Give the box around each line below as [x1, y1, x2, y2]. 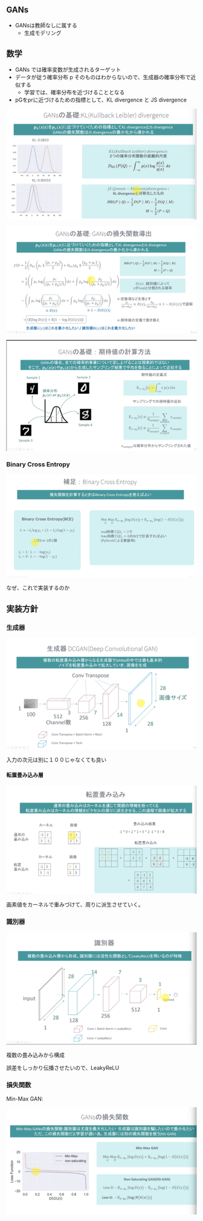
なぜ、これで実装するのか [6, 584, 70, 591]
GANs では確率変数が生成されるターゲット [14, 66, 121, 73]
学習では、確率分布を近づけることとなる [24, 88, 125, 96]
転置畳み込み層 [6, 771, 43, 778]
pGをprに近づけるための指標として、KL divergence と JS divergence [14, 96, 187, 103]
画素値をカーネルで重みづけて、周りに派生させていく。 [6, 901, 144, 908]
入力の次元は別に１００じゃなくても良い [6, 756, 107, 764]
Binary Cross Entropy [6, 460, 71, 469]
